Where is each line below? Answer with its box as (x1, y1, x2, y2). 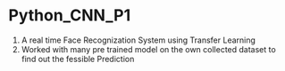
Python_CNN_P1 (8, 5, 131, 26)
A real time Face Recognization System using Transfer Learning (21, 35, 256, 45)
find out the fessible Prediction (21, 53, 135, 64)
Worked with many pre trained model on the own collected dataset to (21, 43, 276, 54)
